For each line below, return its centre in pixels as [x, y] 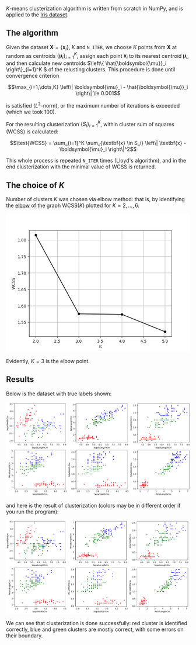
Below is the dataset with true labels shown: [59, 394]
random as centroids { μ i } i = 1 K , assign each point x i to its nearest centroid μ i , [97, 56]
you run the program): [33, 512]
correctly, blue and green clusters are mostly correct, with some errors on [95, 630]
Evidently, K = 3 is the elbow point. [48, 361]
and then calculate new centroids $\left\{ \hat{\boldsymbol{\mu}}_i [86, 63]
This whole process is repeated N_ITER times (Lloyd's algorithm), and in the [96, 161]
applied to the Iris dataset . [37, 15]
